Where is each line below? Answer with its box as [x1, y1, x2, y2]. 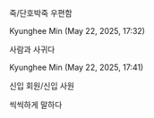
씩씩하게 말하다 [9, 99, 63, 110]
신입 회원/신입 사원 [9, 80, 74, 91]
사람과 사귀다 [9, 44, 56, 55]
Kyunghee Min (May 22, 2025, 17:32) [9, 26, 146, 36]
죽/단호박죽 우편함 [9, 8, 73, 18]
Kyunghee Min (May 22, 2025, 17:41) [9, 62, 144, 72]
